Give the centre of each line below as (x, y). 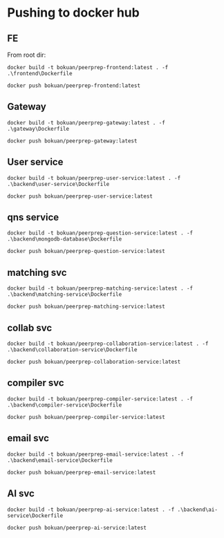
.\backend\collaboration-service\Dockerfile (72, 350)
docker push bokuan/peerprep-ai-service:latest (77, 528)
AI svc (21, 493)
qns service (33, 217)
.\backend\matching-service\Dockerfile (65, 295)
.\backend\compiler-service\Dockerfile (65, 405)
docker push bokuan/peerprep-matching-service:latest (86, 307)
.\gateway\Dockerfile (38, 129)
